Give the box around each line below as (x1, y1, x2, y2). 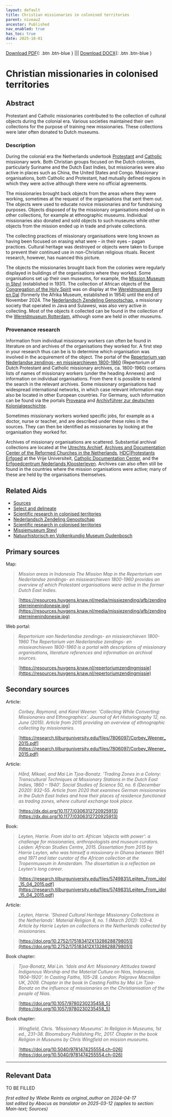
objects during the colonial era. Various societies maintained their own (6, 118, 154, 124)
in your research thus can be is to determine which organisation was (6, 349, 150, 355)
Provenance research (6, 326, 60, 333)
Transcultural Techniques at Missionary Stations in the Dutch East (18, 776, 158, 782)
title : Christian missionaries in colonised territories (6, 12, 130, 17)
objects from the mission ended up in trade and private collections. (6, 223, 147, 229)
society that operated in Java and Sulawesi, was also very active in (6, 303, 147, 309)
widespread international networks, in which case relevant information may (6, 386, 164, 393)
